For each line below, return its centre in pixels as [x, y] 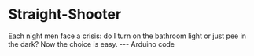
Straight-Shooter [65, 14]
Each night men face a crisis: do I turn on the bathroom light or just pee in [127, 36]
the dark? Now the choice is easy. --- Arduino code [92, 44]
